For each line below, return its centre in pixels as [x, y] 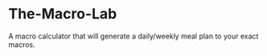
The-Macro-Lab [63, 14]
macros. [22, 44]
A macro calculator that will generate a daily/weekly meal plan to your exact [133, 36]
